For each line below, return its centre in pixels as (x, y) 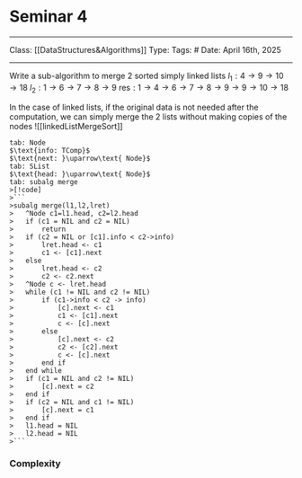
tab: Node (28, 142)
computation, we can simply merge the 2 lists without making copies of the (148, 116)
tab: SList (30, 166)
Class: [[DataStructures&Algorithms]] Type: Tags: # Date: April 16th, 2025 (145, 49)
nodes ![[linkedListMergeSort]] (66, 126)
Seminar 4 (49, 17)
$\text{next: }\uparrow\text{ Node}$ (80, 158)
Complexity (35, 464)
